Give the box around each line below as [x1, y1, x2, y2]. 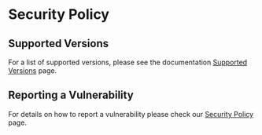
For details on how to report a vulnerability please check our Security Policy [8, 109, 254, 119]
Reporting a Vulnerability [8, 89, 134, 102]
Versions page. [8, 66, 57, 75]
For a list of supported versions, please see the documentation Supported [8, 57, 248, 67]
